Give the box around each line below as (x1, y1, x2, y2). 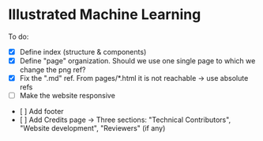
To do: (8, 32, 29, 41)
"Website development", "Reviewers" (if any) (19, 124, 166, 133)
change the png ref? (19, 65, 86, 74)
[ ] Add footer (19, 107, 65, 116)
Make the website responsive (19, 91, 116, 101)
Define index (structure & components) (19, 47, 147, 56)
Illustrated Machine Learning (8, 6, 201, 24)
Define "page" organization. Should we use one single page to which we (19, 56, 256, 65)
